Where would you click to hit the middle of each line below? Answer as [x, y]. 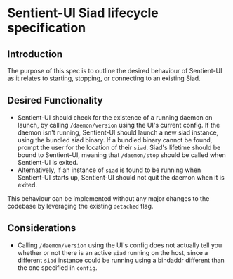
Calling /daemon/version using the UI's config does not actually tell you [120, 245]
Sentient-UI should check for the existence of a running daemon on [115, 117]
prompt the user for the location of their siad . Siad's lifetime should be [119, 147]
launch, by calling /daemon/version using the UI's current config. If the [119, 125]
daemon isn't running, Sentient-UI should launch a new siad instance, [118, 132]
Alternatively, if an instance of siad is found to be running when [109, 170]
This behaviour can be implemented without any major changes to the [108, 198]
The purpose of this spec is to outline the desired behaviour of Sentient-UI [115, 71]
